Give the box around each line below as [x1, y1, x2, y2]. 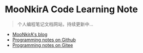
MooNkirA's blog [12, 31, 48, 37]
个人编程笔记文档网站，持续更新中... [17, 21, 93, 27]
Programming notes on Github [12, 37, 76, 43]
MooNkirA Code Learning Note [5, 4, 138, 15]
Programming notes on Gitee [12, 42, 73, 48]
